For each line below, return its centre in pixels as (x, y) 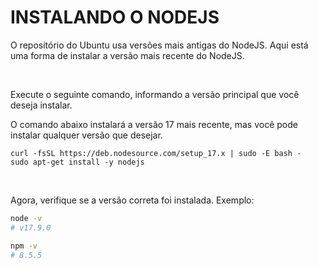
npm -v (24, 246)
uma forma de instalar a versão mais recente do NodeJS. (127, 55)
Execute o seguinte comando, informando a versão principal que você (155, 94)
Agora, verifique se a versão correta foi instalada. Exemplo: (132, 200)
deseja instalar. (41, 105)
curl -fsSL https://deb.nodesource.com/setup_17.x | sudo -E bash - (156, 153)
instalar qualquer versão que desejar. (86, 135)
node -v (26, 218)
